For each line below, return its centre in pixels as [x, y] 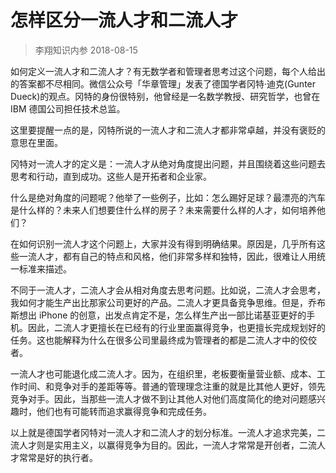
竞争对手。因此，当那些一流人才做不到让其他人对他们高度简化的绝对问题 [159, 398]
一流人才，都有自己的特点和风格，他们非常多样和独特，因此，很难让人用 [167, 256]
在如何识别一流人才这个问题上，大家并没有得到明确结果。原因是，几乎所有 [163, 243]
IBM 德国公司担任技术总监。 [68, 108]
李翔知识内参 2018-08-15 [86, 50]
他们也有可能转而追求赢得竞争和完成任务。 [124, 411]
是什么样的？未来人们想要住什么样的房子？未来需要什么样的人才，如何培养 [163, 210]
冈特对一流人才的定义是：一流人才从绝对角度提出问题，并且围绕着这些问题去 [168, 163]
